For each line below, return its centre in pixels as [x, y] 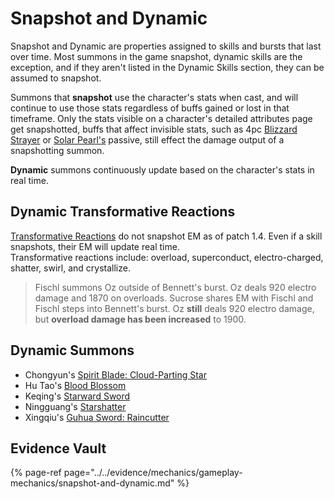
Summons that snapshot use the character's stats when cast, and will [154, 97]
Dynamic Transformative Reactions [123, 212]
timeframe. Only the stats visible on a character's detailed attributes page [161, 118]
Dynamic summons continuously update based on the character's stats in [162, 169]
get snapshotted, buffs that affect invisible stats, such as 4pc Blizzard [154, 129]
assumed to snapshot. [56, 78]
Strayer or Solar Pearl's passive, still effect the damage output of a [147, 139]
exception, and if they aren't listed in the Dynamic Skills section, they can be [167, 67]
